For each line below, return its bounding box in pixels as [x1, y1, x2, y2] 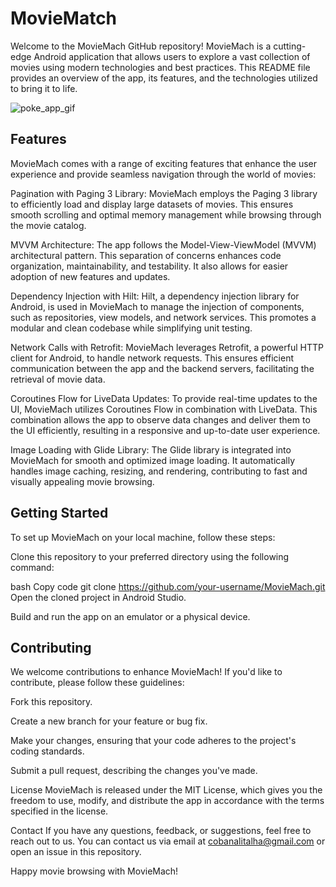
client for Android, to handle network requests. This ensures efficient [10, 352, 294, 364]
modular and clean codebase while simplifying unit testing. [10, 322, 253, 334]
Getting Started [10, 505, 109, 522]
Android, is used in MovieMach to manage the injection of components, [10, 300, 305, 312]
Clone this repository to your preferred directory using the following [10, 550, 290, 562]
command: [10, 561, 55, 573]
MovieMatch [10, 7, 118, 30]
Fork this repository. [10, 696, 93, 708]
